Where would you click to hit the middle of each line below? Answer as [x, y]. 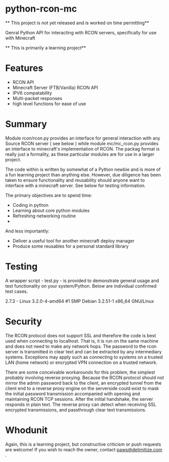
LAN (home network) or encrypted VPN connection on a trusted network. [81, 362]
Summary [26, 124]
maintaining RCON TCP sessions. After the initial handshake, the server [79, 399]
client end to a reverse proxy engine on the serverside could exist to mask [82, 388]
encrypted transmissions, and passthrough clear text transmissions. [76, 409]
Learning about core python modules [51, 210]
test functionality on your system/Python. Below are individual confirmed [81, 286]
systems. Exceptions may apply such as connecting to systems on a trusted [84, 357]
